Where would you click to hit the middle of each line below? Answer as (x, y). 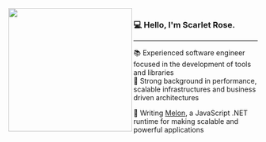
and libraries (154, 73)
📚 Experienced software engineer (189, 53)
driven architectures (166, 98)
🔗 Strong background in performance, (195, 81)
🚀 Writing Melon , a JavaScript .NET (190, 113)
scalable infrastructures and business (195, 89)
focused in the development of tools (192, 64)
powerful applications (169, 130)
